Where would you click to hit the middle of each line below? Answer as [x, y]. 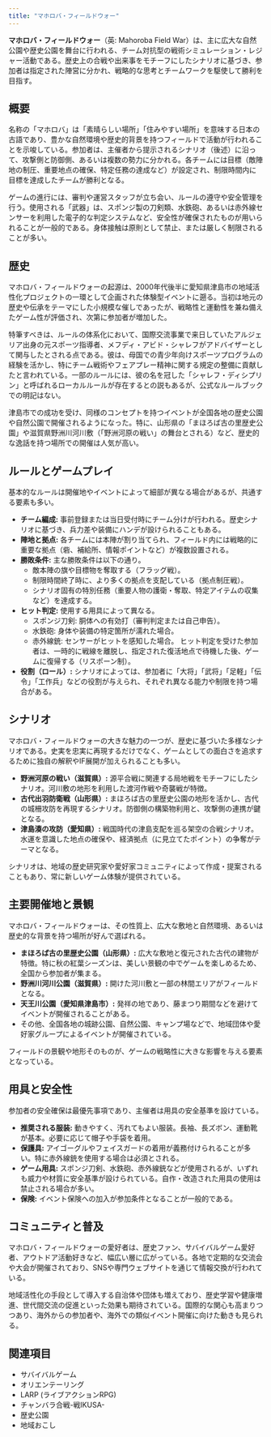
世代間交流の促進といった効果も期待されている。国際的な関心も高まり [139, 1305]
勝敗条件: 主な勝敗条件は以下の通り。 [83, 560]
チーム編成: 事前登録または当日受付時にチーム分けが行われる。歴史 [132, 520]
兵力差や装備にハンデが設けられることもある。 [147, 530]
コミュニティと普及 [56, 1226]
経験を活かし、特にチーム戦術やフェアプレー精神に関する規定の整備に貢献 [132, 365]
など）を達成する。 [64, 601]
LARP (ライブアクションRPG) [68, 1395]
